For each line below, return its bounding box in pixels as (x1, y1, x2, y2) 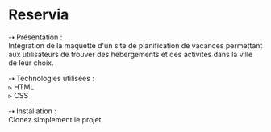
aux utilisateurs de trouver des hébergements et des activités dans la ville (8, 49, 253, 59)
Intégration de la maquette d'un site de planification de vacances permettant (8, 40, 263, 50)
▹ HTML (8, 82, 35, 92)
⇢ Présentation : (8, 32, 63, 42)
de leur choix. (8, 58, 54, 68)
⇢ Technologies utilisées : (8, 73, 95, 83)
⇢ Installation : (8, 106, 56, 116)
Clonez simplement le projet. (8, 114, 103, 124)
